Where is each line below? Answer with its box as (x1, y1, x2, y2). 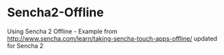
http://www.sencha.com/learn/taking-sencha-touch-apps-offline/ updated (7, 34, 218, 42)
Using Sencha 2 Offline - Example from (7, 27, 118, 35)
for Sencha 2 (7, 41, 44, 50)
